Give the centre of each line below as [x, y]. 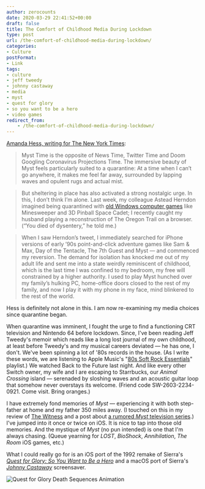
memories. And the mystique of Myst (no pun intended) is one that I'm [95, 430]
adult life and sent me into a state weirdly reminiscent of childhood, [106, 263]
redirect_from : [26, 120]
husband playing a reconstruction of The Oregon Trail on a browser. [107, 219]
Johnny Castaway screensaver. [46, 468]
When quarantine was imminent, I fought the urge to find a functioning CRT [101, 327]
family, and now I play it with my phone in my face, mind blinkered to [108, 290]
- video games [24, 115]
